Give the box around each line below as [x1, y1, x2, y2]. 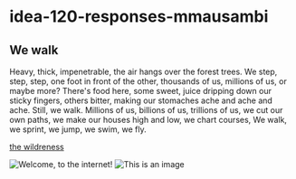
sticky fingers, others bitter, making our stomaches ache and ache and [9, 95, 273, 106]
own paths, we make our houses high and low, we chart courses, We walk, [9, 115, 288, 125]
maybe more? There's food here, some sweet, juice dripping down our [9, 86, 272, 96]
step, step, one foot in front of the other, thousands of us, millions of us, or [9, 76, 287, 87]
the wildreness [9, 142, 65, 152]
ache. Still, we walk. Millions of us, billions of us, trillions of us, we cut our [9, 105, 283, 115]
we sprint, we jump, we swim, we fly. [9, 124, 147, 135]
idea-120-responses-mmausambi [9, 6, 269, 27]
